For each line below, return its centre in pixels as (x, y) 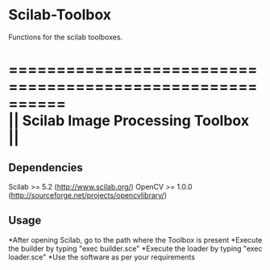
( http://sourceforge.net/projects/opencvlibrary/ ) (88, 195)
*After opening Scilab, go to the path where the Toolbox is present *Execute (135, 239)
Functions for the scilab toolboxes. (66, 37)
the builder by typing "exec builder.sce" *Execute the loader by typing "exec (135, 248)
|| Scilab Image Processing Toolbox (129, 121)
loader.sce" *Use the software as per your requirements (102, 257)
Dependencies (46, 168)
